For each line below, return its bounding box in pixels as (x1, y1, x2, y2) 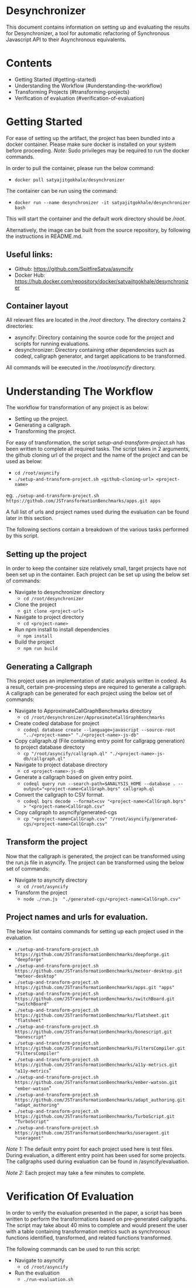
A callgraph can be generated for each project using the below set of (6, 690, 173, 696)
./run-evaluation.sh (23, 1276, 74, 1282)
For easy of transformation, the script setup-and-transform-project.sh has (6, 439, 185, 446)
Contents (6, 57, 53, 70)
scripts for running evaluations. (14, 340, 90, 347)
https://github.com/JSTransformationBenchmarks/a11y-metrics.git (14, 1062, 177, 1068)
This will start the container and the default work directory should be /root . (6, 215, 186, 222)
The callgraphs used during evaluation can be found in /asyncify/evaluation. (6, 1158, 190, 1165)
